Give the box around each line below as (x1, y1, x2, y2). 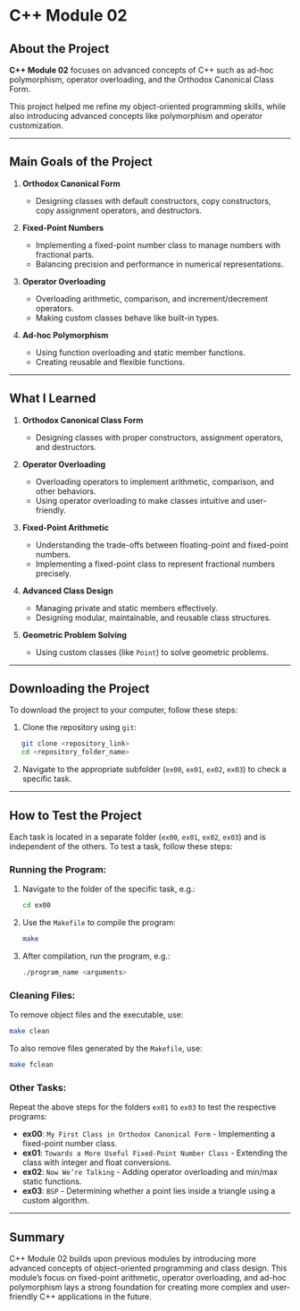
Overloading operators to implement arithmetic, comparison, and (35, 476, 275, 487)
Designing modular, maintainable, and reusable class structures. (35, 612, 272, 623)
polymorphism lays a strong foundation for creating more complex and (9, 1281, 270, 1293)
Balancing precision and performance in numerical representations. (35, 259, 284, 269)
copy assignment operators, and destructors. (35, 205, 203, 216)
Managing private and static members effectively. (35, 602, 219, 613)
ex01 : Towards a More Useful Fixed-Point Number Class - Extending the (21, 1147, 288, 1159)
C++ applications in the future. (39, 1291, 152, 1302)
